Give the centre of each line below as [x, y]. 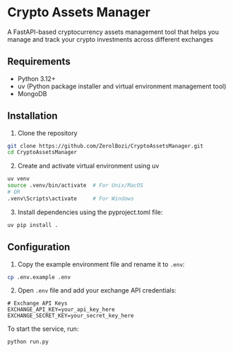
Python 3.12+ [36, 78]
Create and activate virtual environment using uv [88, 166]
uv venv [19, 179]
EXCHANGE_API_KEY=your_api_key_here [61, 310]
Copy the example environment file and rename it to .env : [101, 264]
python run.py [28, 342]
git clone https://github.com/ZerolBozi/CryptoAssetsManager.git [105, 146]
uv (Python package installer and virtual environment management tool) [122, 86]
